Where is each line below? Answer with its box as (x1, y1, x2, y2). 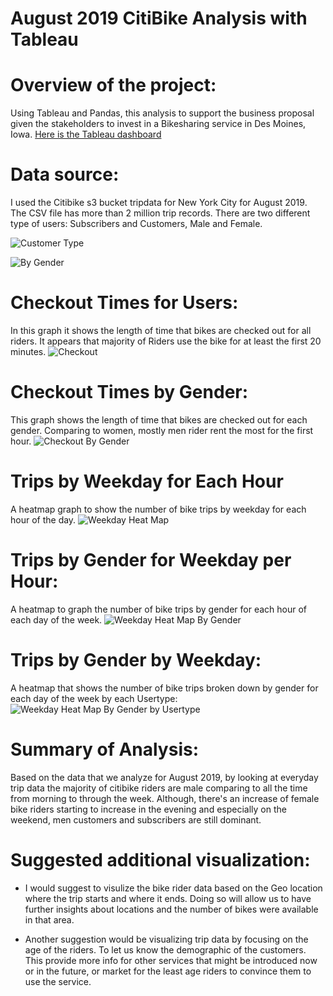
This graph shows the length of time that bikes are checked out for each (10, 413, 308, 426)
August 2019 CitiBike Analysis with (10, 7, 308, 30)
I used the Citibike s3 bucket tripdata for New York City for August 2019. (10, 197, 308, 209)
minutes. (10, 346, 47, 357)
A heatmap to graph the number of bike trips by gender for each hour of (10, 603, 308, 615)
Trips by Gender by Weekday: (10, 649, 262, 671)
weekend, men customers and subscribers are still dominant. (10, 813, 262, 826)
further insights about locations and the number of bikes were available (24, 903, 319, 915)
